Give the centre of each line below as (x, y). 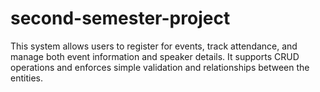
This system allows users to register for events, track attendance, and (154, 46)
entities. (26, 78)
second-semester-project (120, 18)
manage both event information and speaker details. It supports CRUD (155, 56)
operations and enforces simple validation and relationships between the (160, 67)
